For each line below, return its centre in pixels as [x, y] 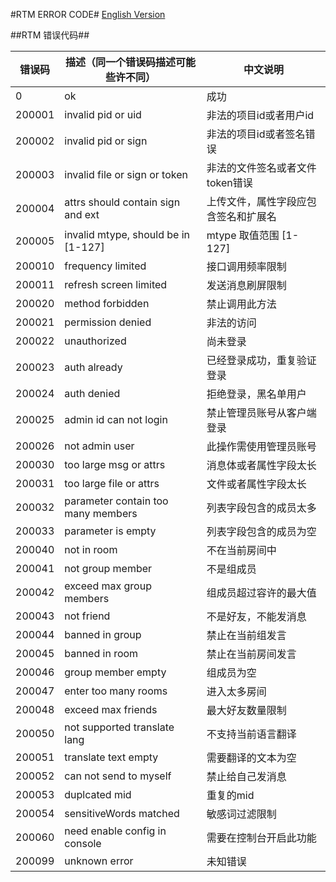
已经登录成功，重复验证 [261, 360]
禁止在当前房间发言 [251, 654]
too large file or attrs [112, 483]
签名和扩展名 [246, 216]
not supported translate [119, 727]
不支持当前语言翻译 [251, 734]
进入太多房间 [236, 691]
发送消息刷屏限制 [246, 285]
